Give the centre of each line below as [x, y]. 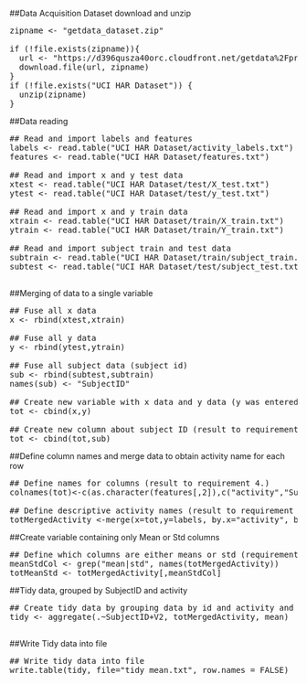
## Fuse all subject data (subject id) [99, 365]
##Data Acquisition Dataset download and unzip [101, 13]
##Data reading [39, 121]
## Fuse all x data [53, 310]
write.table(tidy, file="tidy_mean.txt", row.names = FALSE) [149, 670]
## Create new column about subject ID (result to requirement [154, 429]
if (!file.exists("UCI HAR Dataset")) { [101, 85]
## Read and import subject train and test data [120, 248]
